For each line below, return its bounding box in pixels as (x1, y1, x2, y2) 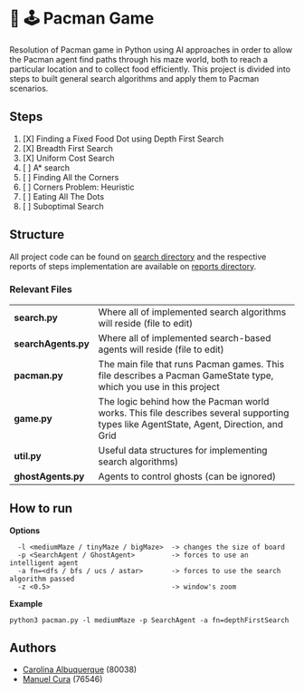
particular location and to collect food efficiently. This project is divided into (9, 63, 291, 74)
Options (9, 524, 41, 536)
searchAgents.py (14, 337, 90, 350)
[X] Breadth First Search (22, 142, 113, 153)
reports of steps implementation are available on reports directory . (9, 260, 257, 271)
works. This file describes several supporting (98, 406, 290, 419)
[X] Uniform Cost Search (22, 152, 115, 163)
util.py (14, 449, 43, 462)
